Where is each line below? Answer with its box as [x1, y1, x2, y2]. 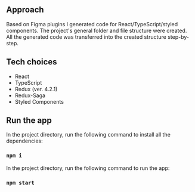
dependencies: [6, 137, 43, 145]
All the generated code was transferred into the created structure [6, 33, 167, 41]
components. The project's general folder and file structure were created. [6, 27, 187, 34]
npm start [6, 179, 35, 186]
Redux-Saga [14, 92, 46, 99]
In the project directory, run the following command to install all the [6, 131, 171, 138]
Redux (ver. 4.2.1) [14, 85, 58, 92]
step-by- [168, 33, 190, 41]
